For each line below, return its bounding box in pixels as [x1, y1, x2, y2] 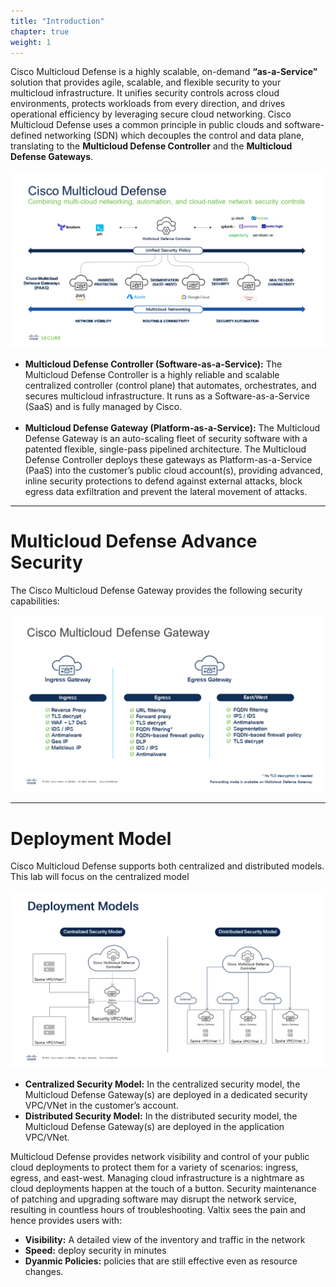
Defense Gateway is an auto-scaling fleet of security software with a [24, 432, 308, 444]
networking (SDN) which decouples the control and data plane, [44, 130, 305, 142]
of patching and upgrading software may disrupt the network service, [10, 1193, 297, 1205]
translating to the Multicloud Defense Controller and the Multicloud [10, 140, 293, 152]
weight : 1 [10, 37, 52, 47]
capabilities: [10, 595, 60, 607]
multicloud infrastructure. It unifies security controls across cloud [10, 87, 280, 99]
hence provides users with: [10, 1214, 123, 1226]
